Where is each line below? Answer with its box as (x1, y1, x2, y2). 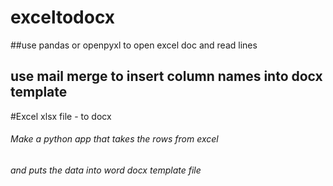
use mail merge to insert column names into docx (10, 68, 323, 85)
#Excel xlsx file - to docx (10, 110, 112, 122)
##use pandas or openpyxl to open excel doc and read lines (10, 39, 258, 51)
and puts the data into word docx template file (10, 164, 202, 176)
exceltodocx (10, 6, 116, 29)
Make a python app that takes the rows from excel (10, 133, 219, 145)
